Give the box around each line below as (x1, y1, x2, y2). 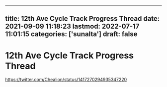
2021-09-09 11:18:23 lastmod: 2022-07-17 (5, 22, 140, 31)
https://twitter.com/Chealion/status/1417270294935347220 (5, 77, 127, 83)
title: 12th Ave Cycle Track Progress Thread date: (5, 14, 160, 23)
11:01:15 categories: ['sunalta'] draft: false (5, 30, 138, 39)
